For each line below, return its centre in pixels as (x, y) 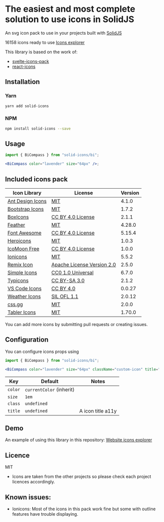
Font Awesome (24, 233)
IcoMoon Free (23, 249)
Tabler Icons (22, 312)
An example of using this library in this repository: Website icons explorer (79, 440)
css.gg (15, 304)
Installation (22, 82)
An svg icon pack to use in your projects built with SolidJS (63, 33)
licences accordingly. (33, 482)
